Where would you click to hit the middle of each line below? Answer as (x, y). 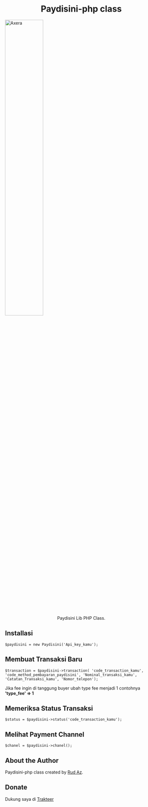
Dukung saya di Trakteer (30, 799)
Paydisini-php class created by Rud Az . (44, 772)
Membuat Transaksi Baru (44, 659)
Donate (16, 787)
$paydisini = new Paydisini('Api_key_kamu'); (52, 644)
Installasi (19, 634)
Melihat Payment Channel (45, 734)
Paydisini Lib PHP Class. (81, 618)
